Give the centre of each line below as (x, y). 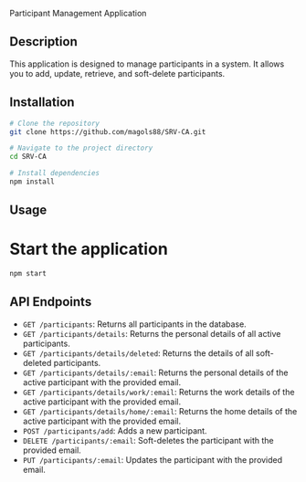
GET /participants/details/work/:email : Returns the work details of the (158, 392)
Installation (42, 103)
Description (43, 42)
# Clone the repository (55, 123)
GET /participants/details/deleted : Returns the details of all (138, 353)
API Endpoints (51, 302)
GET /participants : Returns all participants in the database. (134, 324)
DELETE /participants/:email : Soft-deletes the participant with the (148, 440)
